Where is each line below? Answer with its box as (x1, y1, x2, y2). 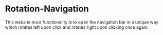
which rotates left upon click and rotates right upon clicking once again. (5, 24, 149, 30)
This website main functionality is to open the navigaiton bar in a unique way (5, 19, 159, 25)
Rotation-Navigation (5, 3, 89, 14)
